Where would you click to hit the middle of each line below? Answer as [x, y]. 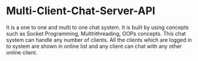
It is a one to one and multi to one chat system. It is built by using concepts [98, 27]
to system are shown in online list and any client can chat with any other [94, 46]
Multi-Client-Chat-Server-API [81, 11]
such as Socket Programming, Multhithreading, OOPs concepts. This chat [96, 33]
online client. [22, 52]
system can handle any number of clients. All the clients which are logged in [99, 40]
